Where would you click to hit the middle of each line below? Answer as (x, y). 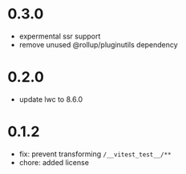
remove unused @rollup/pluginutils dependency (98, 44)
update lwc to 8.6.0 (51, 99)
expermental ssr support (60, 36)
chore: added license (54, 162)
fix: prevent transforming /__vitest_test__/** (95, 154)
